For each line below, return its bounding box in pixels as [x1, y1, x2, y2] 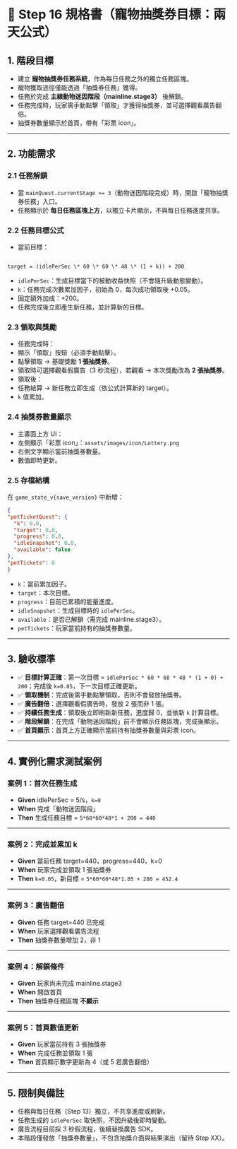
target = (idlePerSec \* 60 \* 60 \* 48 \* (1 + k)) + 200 [7, 263, 185, 270]
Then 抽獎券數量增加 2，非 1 [17, 936, 101, 944]
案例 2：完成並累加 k [7, 839, 78, 849]
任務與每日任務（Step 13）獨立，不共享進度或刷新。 [17, 1107, 169, 1116]
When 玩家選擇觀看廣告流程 [17, 926, 100, 935]
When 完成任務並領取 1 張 [17, 1049, 93, 1057]
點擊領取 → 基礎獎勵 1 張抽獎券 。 [17, 358, 114, 366]
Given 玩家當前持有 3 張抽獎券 [17, 1040, 107, 1049]
